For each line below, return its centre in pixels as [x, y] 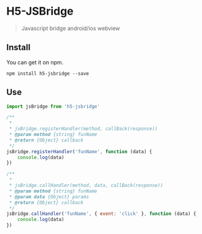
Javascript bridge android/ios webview [71, 28]
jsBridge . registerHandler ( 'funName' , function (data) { [79, 151]
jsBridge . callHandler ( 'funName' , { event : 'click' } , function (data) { [101, 214]
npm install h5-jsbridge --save [48, 74]
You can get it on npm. [35, 62]
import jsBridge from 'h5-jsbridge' [53, 106]
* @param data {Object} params [49, 197]
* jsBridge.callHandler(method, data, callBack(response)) [86, 186]
